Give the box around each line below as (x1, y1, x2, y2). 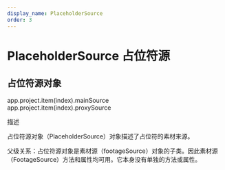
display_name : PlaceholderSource (7, 10, 103, 17)
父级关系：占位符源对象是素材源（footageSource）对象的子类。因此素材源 (7, 147, 218, 155)
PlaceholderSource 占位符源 (7, 48, 171, 64)
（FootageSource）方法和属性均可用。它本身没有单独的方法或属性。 (7, 155, 202, 163)
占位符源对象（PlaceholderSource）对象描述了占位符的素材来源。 (7, 132, 194, 141)
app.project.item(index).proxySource (7, 104, 111, 112)
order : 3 (7, 16, 32, 23)
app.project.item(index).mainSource (7, 96, 109, 104)
